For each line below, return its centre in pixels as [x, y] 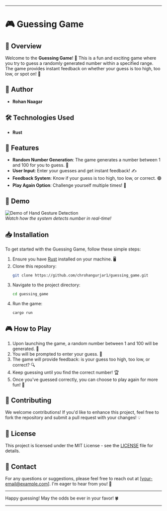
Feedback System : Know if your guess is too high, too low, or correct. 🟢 [87, 178]
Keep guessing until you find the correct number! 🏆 [66, 372]
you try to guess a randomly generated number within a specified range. [79, 63]
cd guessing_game [30, 294]
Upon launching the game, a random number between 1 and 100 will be [85, 343]
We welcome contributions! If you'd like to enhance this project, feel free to [82, 412]
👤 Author [19, 89]
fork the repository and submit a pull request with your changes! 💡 [73, 418]
